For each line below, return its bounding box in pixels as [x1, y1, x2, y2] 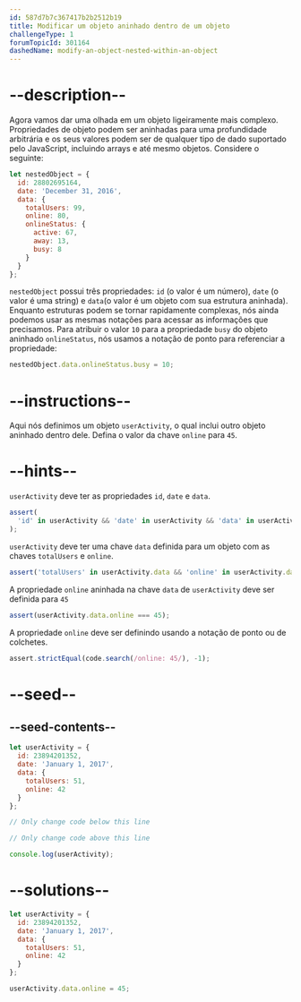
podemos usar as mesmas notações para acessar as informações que [9, 314, 269, 325]
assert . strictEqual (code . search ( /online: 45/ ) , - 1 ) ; [9, 654, 211, 663]
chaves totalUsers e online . [9, 550, 114, 561]
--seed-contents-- [9, 720, 116, 735]
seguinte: [9, 153, 44, 164]
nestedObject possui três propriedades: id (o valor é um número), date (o [9, 286, 279, 296]
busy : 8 [32, 244, 63, 253]
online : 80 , [25, 211, 70, 220]
